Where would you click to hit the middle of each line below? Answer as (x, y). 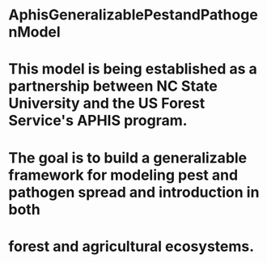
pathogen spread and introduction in (134, 192)
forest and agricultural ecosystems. (131, 246)
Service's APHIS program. (98, 121)
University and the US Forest (107, 104)
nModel (34, 32)
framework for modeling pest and (123, 175)
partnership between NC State (113, 86)
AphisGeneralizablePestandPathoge (133, 15)
